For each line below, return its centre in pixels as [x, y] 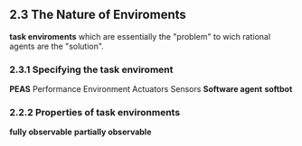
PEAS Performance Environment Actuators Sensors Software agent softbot [151, 89]
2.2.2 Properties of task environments [95, 113]
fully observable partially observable [80, 132]
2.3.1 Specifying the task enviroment [91, 69]
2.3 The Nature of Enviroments [98, 15]
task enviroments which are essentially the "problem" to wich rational [140, 36]
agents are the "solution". [57, 46]
